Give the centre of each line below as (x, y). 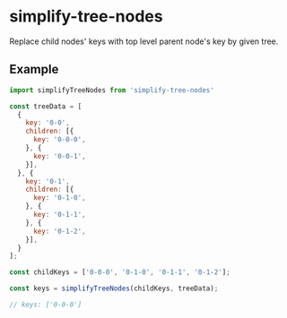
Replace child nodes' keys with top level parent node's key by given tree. (144, 41)
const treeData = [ (46, 106)
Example (34, 69)
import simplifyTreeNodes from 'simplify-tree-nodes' (112, 90)
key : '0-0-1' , (60, 156)
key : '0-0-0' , (60, 140)
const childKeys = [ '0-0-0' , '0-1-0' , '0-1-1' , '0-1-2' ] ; (120, 272)
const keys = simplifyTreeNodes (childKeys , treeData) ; (114, 288)
